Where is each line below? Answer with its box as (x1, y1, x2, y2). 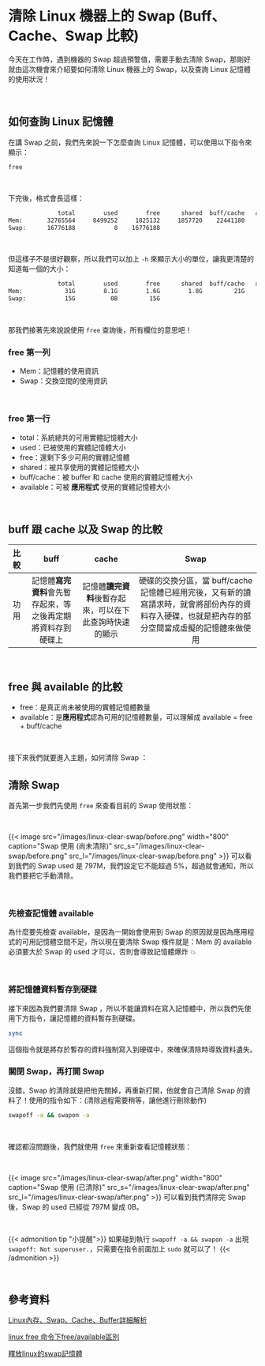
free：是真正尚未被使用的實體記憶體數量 (19, 702, 151, 712)
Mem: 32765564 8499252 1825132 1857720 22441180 (8, 216, 245, 224)
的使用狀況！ (8, 74, 50, 84)
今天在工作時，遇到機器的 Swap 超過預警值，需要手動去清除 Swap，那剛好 (8, 55, 251, 64)
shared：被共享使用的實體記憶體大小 (19, 462, 140, 472)
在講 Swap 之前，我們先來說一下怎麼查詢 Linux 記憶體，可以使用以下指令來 (8, 137, 252, 147)
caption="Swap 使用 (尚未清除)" (8, 841, 113, 851)
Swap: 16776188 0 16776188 (8, 224, 160, 231)
